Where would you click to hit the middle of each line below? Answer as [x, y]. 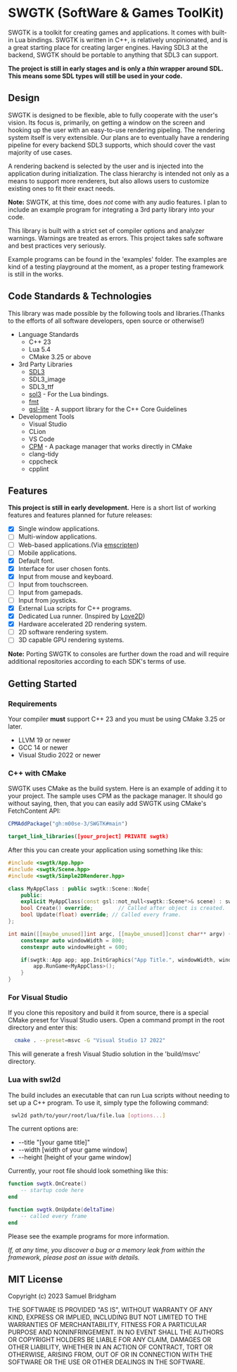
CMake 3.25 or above [60, 357]
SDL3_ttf [41, 386]
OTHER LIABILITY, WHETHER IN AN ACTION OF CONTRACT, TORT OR [110, 1347]
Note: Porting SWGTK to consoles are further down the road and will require [118, 654]
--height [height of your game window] [75, 1158]
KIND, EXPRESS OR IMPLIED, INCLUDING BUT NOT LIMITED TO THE [108, 1317]
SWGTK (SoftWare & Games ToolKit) [116, 13]
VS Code [41, 439]
